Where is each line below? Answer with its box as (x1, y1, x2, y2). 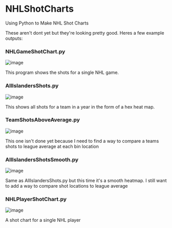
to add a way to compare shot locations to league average (5, 183, 128, 189)
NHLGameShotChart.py (5, 48, 66, 55)
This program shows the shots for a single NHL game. (5, 69, 119, 75)
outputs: (5, 35, 23, 41)
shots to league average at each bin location (5, 143, 99, 149)
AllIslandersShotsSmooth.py (5, 156, 79, 163)
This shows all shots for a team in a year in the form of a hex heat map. (5, 104, 155, 110)
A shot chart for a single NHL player (5, 217, 81, 223)
